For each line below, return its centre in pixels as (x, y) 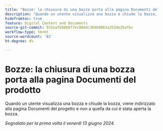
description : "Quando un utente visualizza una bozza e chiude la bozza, (81, 14)
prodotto (23, 90)
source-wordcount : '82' (29, 37)
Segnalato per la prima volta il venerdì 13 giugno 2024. (60, 123)
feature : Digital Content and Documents (47, 23)
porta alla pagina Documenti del (71, 79)
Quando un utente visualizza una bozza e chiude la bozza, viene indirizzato (80, 103)
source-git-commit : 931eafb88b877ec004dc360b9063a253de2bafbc (69, 28)
